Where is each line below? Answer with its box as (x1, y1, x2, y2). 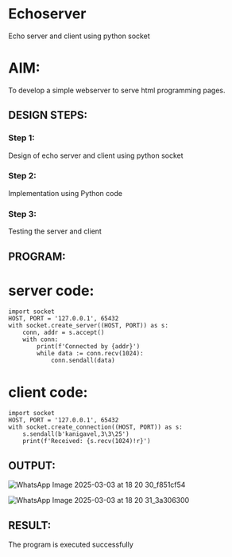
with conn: (22, 335, 59, 343)
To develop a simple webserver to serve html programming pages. (8, 85, 226, 95)
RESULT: (8, 519, 52, 532)
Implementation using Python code (8, 188, 123, 198)
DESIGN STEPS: (8, 108, 88, 122)
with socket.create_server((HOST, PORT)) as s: (8, 322, 169, 330)
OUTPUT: (8, 459, 56, 473)
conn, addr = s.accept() (22, 328, 105, 337)
